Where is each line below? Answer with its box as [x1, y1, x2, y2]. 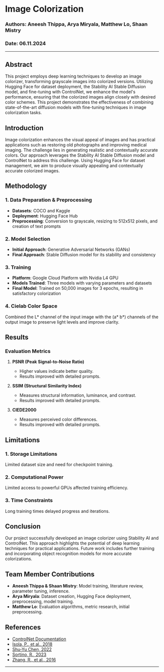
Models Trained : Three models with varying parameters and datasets [12, 280, 152, 286]
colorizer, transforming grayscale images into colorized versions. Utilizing [5, 79, 153, 84]
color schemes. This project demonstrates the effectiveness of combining [5, 99, 154, 105]
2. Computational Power [5, 473, 64, 480]
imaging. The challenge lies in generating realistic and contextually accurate [5, 147, 158, 153]
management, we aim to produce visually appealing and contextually [5, 163, 143, 169]
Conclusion [5, 522, 41, 530]
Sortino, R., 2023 [12, 652, 46, 657]
